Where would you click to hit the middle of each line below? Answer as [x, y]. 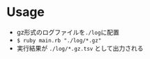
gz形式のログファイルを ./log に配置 [68, 32]
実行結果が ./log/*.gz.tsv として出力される [80, 48]
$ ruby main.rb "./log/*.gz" [59, 40]
